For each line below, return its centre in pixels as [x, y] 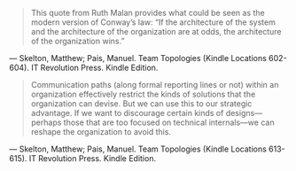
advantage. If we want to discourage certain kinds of [127, 113]
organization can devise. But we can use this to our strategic [141, 104]
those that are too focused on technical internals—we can [169, 122]
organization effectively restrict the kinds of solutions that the [143, 94]
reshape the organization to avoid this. [101, 132]
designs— [244, 113]
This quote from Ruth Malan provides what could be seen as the [148, 13]
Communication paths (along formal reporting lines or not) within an [155, 85]
